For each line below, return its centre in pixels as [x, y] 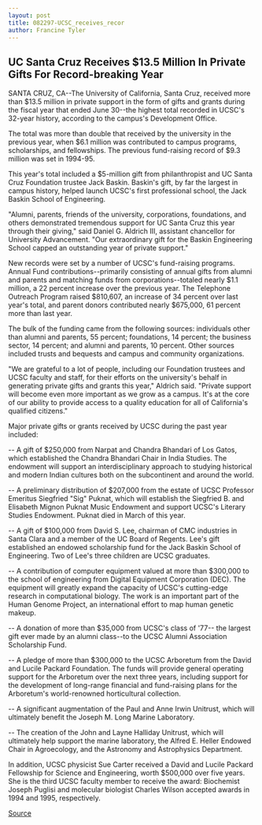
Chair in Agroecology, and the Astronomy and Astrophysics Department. [125, 749]
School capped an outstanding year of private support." [98, 248]
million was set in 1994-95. [52, 159]
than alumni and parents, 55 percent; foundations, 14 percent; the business [130, 337]
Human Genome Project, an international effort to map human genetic [121, 604]
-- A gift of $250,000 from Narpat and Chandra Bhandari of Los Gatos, [123, 450]
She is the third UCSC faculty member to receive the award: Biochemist [124, 782]
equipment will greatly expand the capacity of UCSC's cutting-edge [118, 588]
